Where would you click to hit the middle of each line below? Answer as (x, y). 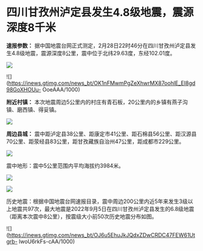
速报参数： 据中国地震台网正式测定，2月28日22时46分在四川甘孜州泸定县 (98, 45)
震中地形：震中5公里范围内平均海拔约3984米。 (65, 166)
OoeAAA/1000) (61, 89)
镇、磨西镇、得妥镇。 (33, 109)
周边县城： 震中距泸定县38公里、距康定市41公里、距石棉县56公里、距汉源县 (101, 133)
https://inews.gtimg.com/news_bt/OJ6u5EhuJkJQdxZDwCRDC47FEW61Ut (102, 235)
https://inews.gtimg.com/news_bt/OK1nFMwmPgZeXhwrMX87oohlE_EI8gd (102, 83)
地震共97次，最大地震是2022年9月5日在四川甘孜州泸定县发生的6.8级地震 (103, 209)
